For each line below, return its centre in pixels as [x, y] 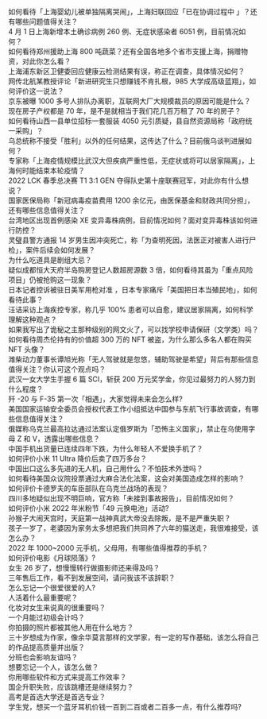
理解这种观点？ [33, 319]
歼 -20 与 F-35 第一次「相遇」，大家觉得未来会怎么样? [95, 399]
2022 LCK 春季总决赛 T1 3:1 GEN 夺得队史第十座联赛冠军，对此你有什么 [125, 180]
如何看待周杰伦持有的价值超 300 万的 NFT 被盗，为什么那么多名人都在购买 [130, 339]
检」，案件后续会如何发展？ [52, 250]
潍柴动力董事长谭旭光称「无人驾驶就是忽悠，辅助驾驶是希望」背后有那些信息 [133, 359]
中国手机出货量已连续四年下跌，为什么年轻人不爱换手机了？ [106, 448]
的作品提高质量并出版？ [46, 647]
